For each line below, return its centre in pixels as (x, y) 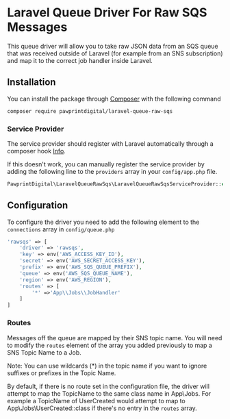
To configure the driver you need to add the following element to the (103, 222)
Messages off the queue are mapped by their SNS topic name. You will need (115, 338)
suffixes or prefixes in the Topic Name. (62, 373)
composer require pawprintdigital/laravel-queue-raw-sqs (90, 111)
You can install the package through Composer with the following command (114, 99)
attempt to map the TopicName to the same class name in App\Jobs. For (109, 393)
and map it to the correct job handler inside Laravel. (80, 60)
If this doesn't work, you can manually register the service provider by (106, 164)
